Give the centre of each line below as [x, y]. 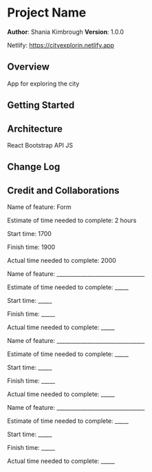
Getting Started [41, 105]
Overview [29, 67]
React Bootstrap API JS [40, 145]
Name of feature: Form [40, 207]
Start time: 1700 [29, 234]
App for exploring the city [43, 83]
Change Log [34, 167]
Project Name [47, 13]
